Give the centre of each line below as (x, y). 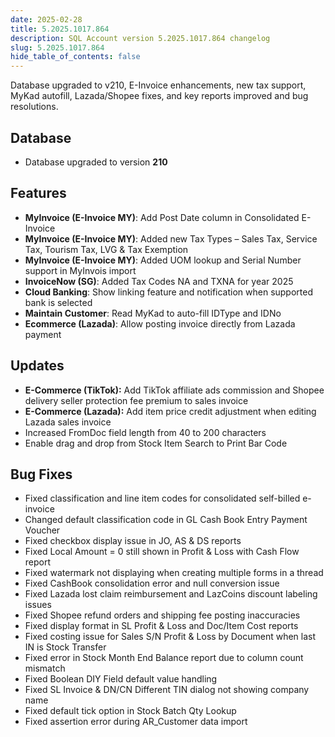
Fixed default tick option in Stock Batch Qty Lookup (130, 711)
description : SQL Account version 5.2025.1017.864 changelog (140, 38)
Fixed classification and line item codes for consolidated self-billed (162, 498)
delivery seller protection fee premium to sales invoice (136, 400)
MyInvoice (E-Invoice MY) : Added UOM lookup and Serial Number (163, 260)
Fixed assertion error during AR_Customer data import (136, 722)
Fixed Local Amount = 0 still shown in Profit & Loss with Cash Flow (162, 552)
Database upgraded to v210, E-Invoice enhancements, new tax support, (158, 85)
